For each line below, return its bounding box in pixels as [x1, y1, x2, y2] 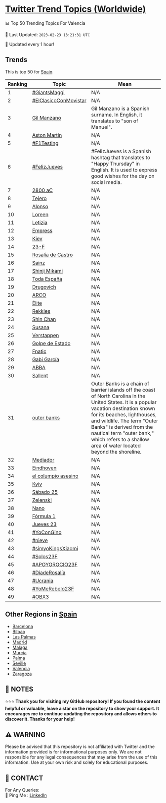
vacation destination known [91, 405, 155, 412]
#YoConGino [32, 529, 62, 536]
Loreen [32, 211, 48, 218]
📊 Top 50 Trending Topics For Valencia [5, 20, 85, 26]
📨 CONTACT [5, 774, 43, 782]
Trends [5, 56, 28, 64]
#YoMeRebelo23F [32, 585, 74, 592]
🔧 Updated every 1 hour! [5, 41, 54, 47]
